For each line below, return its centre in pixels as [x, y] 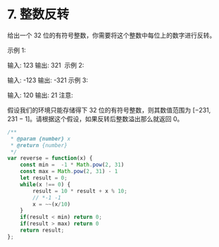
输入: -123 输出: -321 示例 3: [48, 80]
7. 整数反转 [38, 14]
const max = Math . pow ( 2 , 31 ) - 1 [69, 172]
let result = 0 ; [44, 178]
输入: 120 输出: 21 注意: [40, 95]
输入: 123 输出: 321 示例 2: [46, 65]
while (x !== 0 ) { [45, 184]
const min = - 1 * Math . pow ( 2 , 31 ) [72, 165]
